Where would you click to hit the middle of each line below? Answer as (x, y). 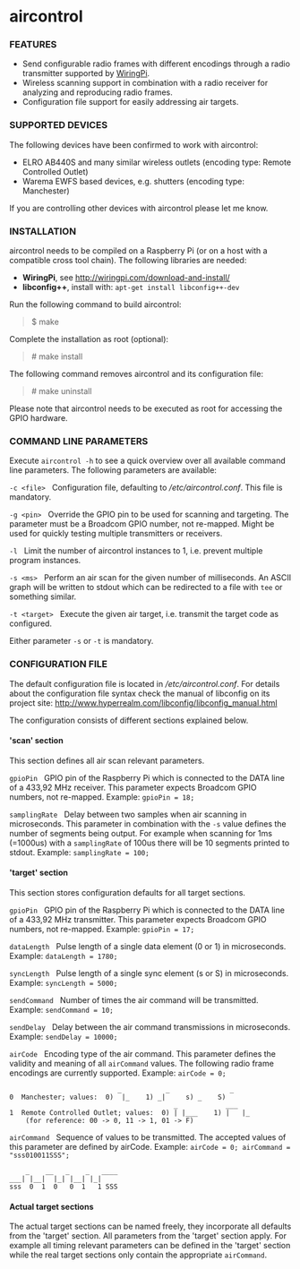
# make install (57, 356)
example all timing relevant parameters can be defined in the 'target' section (150, 1246)
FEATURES (33, 45)
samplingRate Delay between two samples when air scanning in (128, 814)
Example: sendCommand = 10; (61, 1010)
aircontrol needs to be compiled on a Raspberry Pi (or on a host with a (138, 251)
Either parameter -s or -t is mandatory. (81, 641)
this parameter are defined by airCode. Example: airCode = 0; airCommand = (150, 1147)
